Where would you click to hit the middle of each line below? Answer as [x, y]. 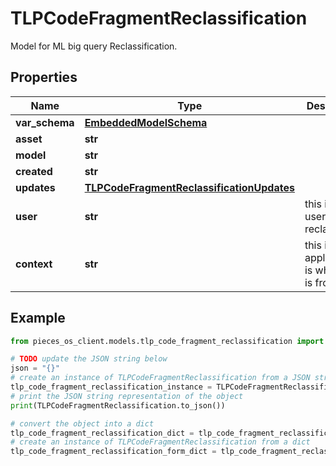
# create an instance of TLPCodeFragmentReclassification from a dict [160, 442]
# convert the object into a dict [82, 423]
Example [38, 318]
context [34, 264]
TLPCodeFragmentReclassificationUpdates [189, 187]
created [34, 171]
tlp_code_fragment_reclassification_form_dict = [113, 452]
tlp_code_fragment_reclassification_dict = [102, 433]
